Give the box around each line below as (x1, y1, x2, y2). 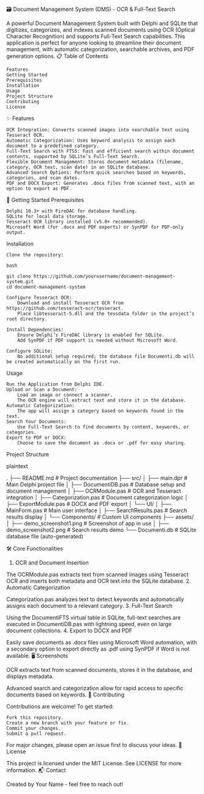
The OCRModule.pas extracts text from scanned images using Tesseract (6, 571, 189, 578)
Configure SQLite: (6, 348, 53, 354)
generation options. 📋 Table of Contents (6, 52, 108, 60)
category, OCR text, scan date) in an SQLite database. (6, 164, 151, 170)
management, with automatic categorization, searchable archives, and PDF (6, 46, 195, 52)
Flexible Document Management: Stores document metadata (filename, (6, 159, 184, 165)
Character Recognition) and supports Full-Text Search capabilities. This (6, 33, 186, 40)
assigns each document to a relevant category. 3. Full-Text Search (6, 602, 173, 609)
